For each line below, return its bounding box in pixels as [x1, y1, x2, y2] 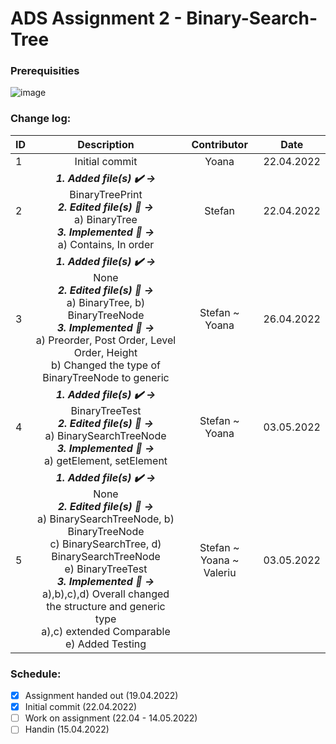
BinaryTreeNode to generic [42, 370, 170, 384]
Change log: [10, 112, 72, 126]
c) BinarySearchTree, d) [49, 537, 162, 551]
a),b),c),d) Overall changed [41, 587, 170, 601]
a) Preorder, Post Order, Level [35, 333, 177, 347]
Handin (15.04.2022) [24, 723, 110, 736]
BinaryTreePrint [69, 187, 143, 201]
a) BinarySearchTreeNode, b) [37, 512, 175, 526]
